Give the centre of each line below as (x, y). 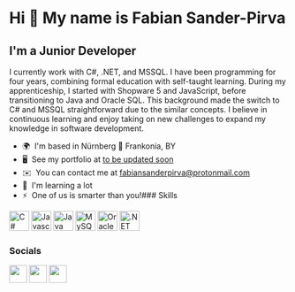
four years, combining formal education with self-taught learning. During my (148, 81)
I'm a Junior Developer (73, 51)
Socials (25, 250)
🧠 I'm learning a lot (57, 185)
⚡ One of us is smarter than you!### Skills (100, 195)
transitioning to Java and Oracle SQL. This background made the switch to (144, 100)
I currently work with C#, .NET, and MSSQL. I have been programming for (143, 72)
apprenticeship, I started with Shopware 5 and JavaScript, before (128, 91)
